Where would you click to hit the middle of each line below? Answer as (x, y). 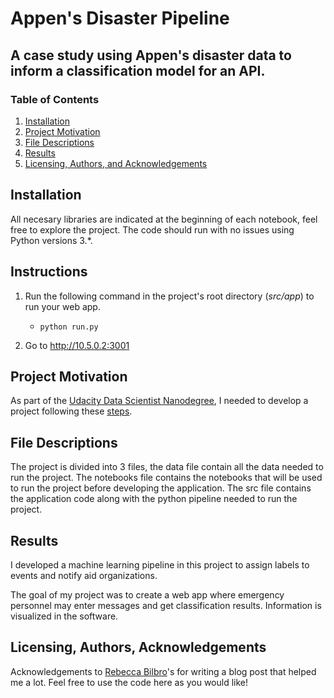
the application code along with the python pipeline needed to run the (154, 499)
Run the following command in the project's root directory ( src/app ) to (169, 296)
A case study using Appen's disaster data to (151, 55)
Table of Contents (55, 99)
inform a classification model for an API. (138, 70)
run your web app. (62, 306)
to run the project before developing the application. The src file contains (161, 488)
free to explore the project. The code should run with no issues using (152, 229)
